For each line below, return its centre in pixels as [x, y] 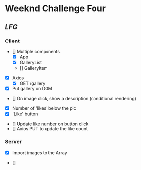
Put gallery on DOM [32, 89]
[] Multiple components [36, 51]
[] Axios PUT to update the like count [50, 129]
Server [14, 142]
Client [12, 41]
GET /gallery [32, 83]
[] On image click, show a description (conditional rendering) [74, 99]
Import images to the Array [40, 152]
